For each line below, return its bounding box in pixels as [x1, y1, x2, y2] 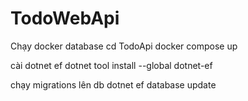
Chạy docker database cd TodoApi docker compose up [10, 40, 238, 52]
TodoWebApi [10, 7, 120, 30]
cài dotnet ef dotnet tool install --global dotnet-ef [10, 59, 213, 71]
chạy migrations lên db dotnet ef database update [10, 78, 217, 91]
